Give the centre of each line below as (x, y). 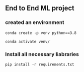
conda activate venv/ (28, 41)
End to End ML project (40, 8)
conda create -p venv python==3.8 (41, 33)
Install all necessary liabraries (42, 54)
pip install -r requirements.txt (40, 64)
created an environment (35, 22)
